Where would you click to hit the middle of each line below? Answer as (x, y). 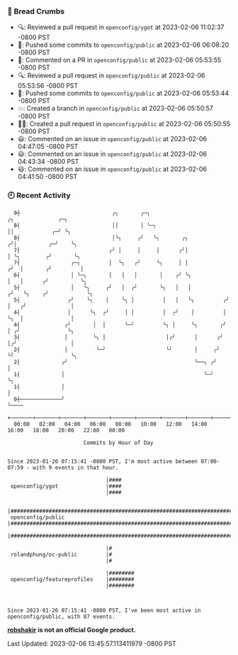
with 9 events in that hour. (76, 468)
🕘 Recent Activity (39, 196)
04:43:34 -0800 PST (48, 162)
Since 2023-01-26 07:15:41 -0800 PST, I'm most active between (103, 461)
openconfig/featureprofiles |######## (72, 579)
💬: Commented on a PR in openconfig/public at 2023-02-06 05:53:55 (119, 60)
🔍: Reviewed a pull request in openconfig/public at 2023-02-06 (111, 76)
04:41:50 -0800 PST (47, 177)
